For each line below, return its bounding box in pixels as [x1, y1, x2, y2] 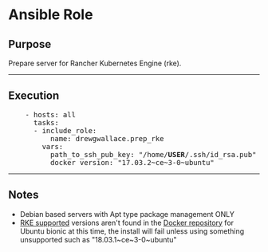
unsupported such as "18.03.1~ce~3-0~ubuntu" [19, 234, 177, 244]
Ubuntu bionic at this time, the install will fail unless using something [19, 226, 245, 236]
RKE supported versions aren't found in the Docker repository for [19, 218, 234, 227]
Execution [8, 89, 60, 103]
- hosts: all [25, 110, 76, 119]
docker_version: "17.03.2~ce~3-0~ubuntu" [50, 158, 215, 167]
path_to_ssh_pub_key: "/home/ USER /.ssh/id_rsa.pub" [50, 150, 257, 159]
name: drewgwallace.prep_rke [50, 134, 164, 143]
